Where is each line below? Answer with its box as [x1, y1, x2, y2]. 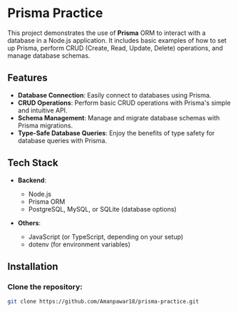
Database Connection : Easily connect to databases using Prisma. [17, 90, 212, 99]
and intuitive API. [17, 105, 68, 115]
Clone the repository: [7, 281, 83, 291]
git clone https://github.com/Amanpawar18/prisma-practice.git [7, 298, 200, 306]
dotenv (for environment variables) [28, 240, 130, 249]
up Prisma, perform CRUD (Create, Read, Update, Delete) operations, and [7, 43, 223, 52]
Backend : [17, 176, 47, 184]
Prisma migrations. [17, 121, 73, 130]
